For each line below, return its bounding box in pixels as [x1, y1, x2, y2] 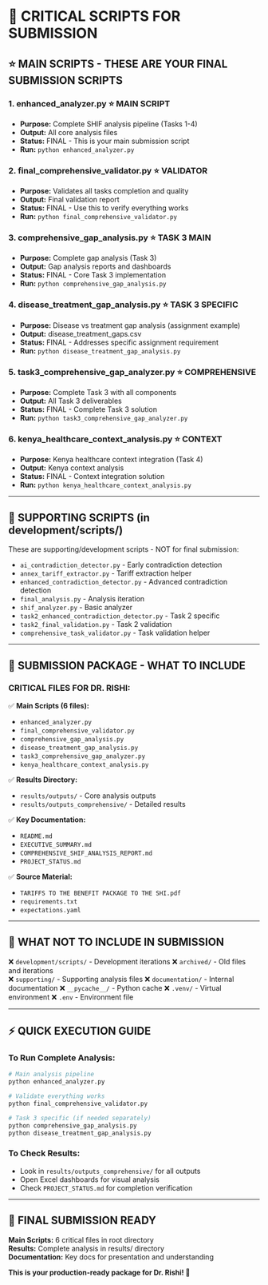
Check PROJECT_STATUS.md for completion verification [19, 1183, 193, 1192]
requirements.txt [19, 897, 78, 906]
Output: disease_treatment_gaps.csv [19, 329, 142, 338]
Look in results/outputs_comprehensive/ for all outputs [19, 1166, 201, 1175]
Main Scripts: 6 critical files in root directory [8, 1235, 154, 1244]
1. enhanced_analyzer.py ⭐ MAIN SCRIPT [8, 98, 171, 109]
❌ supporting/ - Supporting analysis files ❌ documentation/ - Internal [8, 974, 235, 984]
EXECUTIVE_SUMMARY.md [19, 840, 92, 848]
